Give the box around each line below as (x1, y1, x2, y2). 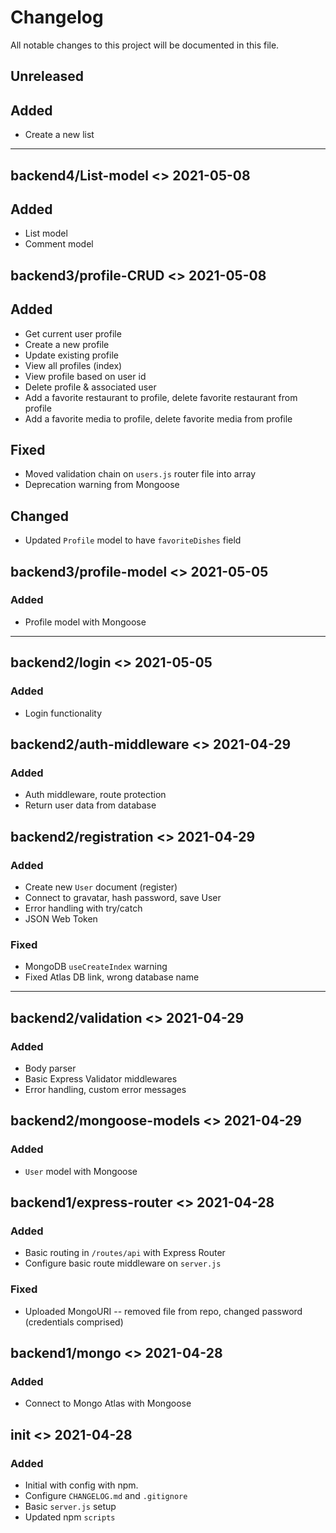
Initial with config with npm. (24, 1479, 139, 1491)
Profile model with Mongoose (24, 616, 147, 628)
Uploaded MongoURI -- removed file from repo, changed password (24, 1305, 303, 1317)
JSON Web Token (24, 912, 98, 925)
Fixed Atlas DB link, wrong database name (24, 971, 200, 983)
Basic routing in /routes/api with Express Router (24, 1247, 226, 1259)
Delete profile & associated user (24, 381, 157, 393)
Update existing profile (24, 349, 119, 361)
